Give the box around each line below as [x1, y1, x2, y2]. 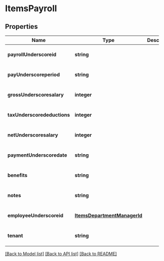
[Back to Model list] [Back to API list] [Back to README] [5, 251, 117, 257]
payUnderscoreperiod [7, 71, 60, 78]
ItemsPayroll [5, 3, 57, 14]
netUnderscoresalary [7, 132, 59, 138]
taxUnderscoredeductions [7, 112, 70, 118]
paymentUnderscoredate [7, 152, 67, 159]
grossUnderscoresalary [7, 91, 64, 98]
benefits [7, 172, 28, 179]
